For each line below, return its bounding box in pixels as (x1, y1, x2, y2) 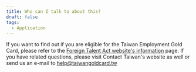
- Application (11, 25, 46, 31)
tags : (6, 19, 19, 25)
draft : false (6, 14, 38, 20)
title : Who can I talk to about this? (6, 8, 101, 15)
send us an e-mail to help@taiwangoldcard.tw (6, 60, 117, 67)
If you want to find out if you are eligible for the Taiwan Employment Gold (6, 41, 183, 48)
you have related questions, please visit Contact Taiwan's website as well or (6, 53, 190, 60)
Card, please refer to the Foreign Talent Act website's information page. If (6, 47, 184, 54)
